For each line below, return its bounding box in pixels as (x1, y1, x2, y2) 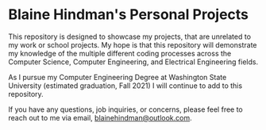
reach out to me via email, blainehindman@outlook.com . (8, 113, 192, 122)
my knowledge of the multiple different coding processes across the (8, 48, 232, 58)
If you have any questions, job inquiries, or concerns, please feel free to (8, 105, 244, 114)
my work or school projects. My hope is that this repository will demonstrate (8, 40, 257, 49)
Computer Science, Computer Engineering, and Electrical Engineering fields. (8, 57, 259, 67)
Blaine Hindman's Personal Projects (8, 6, 249, 24)
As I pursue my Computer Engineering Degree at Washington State (8, 72, 227, 82)
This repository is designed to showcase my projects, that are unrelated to (8, 32, 252, 41)
